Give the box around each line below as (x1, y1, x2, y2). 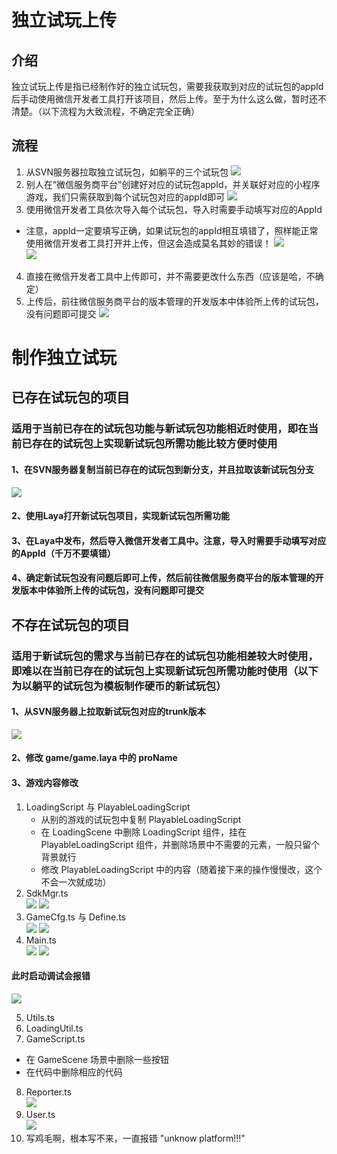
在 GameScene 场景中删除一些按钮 (25, 1053, 169, 1065)
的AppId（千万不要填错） (11, 547, 116, 559)
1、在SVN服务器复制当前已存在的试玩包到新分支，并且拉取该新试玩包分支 (11, 463, 315, 475)
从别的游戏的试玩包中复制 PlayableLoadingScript (40, 813, 242, 825)
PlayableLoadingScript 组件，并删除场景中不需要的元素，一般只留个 (40, 838, 321, 850)
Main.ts (25, 934, 57, 946)
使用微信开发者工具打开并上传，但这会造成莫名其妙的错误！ (25, 237, 272, 249)
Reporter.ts (25, 1086, 73, 1098)
